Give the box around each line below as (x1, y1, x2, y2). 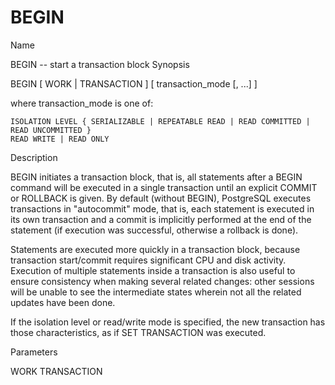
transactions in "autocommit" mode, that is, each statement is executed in (10, 202, 315, 215)
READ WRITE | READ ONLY (10, 134, 110, 144)
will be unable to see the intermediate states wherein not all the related (10, 286, 302, 298)
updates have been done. (10, 296, 116, 308)
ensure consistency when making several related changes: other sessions (10, 275, 315, 287)
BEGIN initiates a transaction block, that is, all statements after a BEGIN (10, 171, 303, 183)
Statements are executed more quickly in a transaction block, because (10, 243, 301, 255)
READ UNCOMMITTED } (10, 125, 92, 135)
